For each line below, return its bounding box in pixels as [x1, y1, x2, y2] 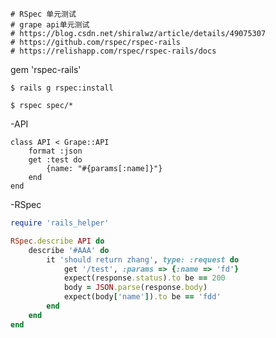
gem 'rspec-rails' [10, 64, 82, 75]
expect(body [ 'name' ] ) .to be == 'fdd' [63, 292, 222, 302]
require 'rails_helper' [10, 218, 110, 228]
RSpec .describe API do [10, 236, 105, 246]
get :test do [28, 155, 83, 165]
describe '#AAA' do [28, 245, 110, 255]
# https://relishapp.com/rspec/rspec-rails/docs [10, 46, 217, 56]
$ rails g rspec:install [10, 83, 114, 93]
